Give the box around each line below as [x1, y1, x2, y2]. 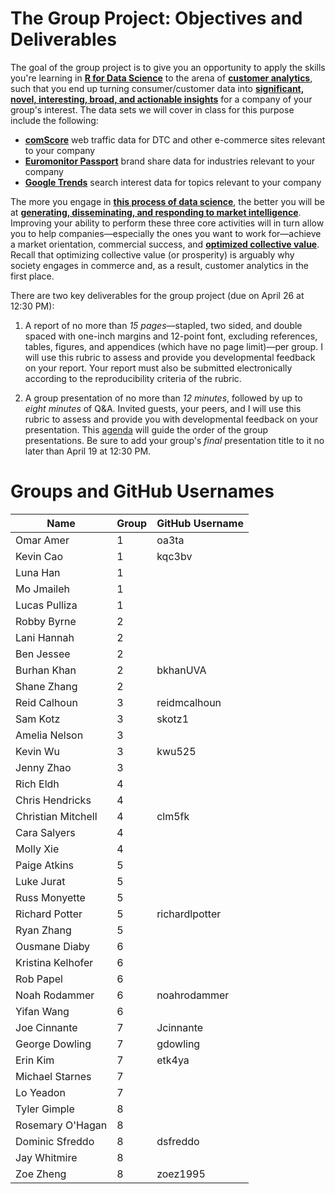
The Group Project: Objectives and [10, 7, 303, 30]
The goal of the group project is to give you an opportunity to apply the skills [10, 61, 326, 73]
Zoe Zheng [15, 1167, 67, 1181]
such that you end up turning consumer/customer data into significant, [10, 82, 305, 94]
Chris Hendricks [15, 793, 92, 807]
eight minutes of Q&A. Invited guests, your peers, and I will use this [24, 402, 302, 414]
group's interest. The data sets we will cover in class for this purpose [10, 103, 295, 116]
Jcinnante [156, 1020, 204, 1034]
